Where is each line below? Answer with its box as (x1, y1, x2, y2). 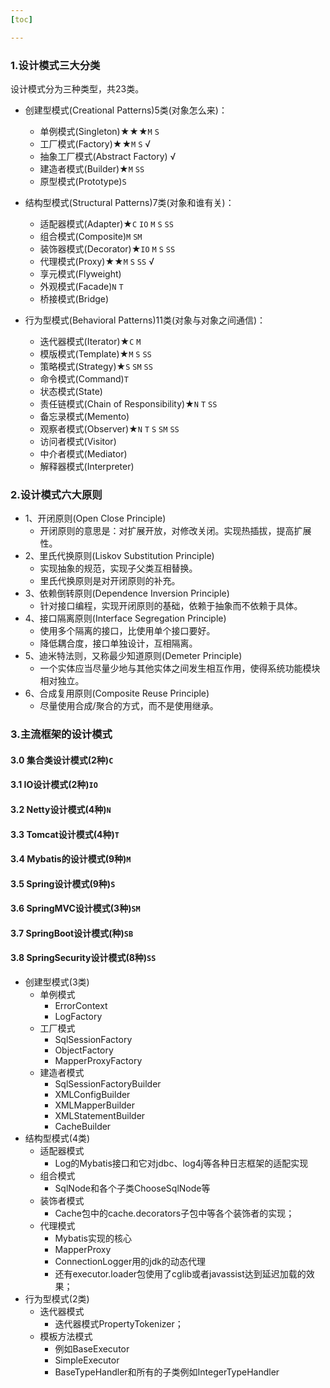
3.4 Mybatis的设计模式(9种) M (10, 853, 132, 865)
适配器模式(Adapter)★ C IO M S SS (39, 217, 174, 230)
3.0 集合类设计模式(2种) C (10, 754, 114, 766)
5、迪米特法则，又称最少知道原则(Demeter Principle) (24, 650, 243, 662)
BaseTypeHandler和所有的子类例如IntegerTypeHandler (54, 1366, 280, 1378)
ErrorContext (54, 1000, 108, 1012)
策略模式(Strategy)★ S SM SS (39, 360, 153, 372)
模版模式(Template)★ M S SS (39, 347, 152, 360)
